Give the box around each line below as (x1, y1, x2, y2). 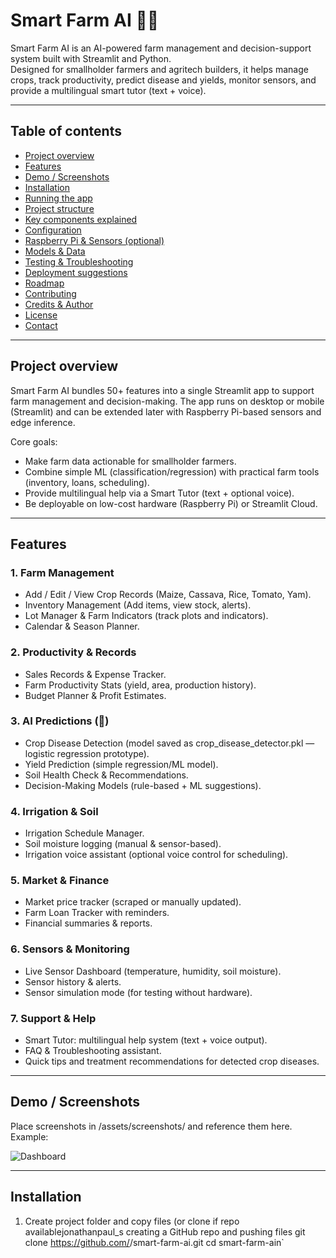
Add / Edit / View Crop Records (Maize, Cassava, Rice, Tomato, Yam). (24, 589, 312, 601)
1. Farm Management (10, 565, 115, 579)
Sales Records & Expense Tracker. (24, 668, 167, 680)
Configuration (24, 224, 82, 236)
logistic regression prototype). (24, 747, 150, 759)
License (24, 309, 58, 321)
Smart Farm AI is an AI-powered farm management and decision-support (10, 42, 312, 54)
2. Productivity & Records (10, 645, 137, 659)
